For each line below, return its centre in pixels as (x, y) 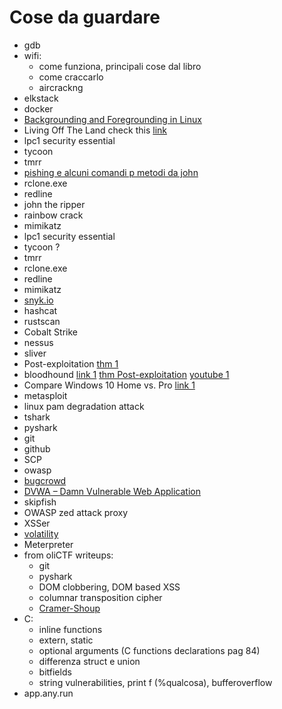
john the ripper (54, 204)
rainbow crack (53, 215)
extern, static (66, 640)
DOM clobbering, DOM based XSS (109, 587)
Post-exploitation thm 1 (71, 363)
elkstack (41, 98)
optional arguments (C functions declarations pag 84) (149, 650)
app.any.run (48, 693)
